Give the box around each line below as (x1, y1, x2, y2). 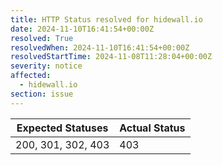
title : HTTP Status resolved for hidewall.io (10, 14, 203, 25)
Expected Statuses (16, 121, 109, 135)
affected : (10, 71, 52, 81)
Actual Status (119, 121, 186, 135)
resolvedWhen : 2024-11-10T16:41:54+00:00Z (10, 42, 190, 53)
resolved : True (10, 33, 74, 43)
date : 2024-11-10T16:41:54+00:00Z (10, 24, 155, 34)
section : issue (10, 89, 74, 99)
